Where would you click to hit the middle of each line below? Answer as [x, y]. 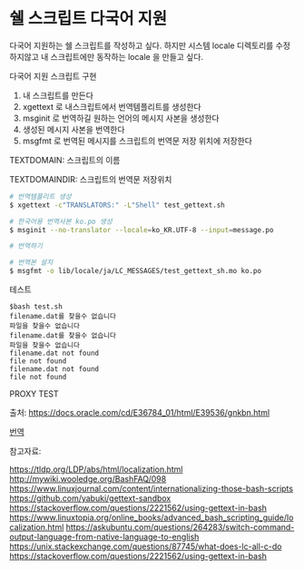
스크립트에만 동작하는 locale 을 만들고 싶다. [127, 56]
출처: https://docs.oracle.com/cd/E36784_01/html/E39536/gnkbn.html [140, 413]
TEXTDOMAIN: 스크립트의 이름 [65, 160]
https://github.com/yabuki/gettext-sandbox [90, 498]
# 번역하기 [26, 246]
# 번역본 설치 [31, 263]
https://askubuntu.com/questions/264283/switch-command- [180, 527]
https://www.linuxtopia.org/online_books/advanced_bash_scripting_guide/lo [152, 517]
